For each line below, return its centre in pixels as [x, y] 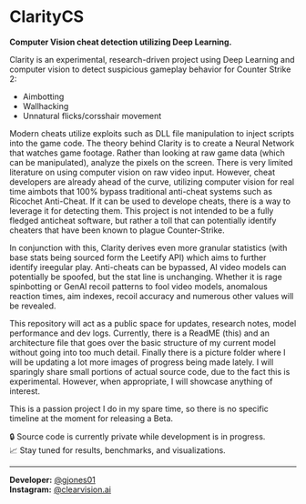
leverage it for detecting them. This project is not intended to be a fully [142, 210]
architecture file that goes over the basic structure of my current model [143, 342]
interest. [25, 391]
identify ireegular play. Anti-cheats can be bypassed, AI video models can [148, 267]
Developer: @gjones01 [52, 479]
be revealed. [33, 306]
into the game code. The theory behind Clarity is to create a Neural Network [152, 143]
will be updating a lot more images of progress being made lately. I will [142, 362]
